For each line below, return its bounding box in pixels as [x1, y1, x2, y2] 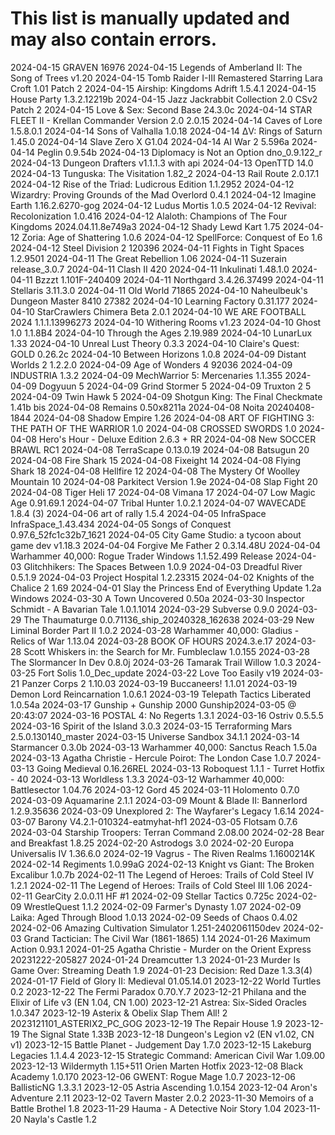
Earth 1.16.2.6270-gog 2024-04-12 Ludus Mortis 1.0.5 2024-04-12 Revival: [10, 199, 317, 211]
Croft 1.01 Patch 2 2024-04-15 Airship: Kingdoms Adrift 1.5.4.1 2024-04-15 [10, 82, 317, 94]
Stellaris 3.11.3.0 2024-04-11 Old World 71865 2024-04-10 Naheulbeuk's [10, 284, 308, 296]
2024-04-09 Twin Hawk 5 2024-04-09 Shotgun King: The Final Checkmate [10, 390, 323, 402]
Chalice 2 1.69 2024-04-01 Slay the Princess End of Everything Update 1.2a [10, 582, 322, 594]
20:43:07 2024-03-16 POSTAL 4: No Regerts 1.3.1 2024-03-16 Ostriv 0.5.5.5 [10, 709, 324, 721]
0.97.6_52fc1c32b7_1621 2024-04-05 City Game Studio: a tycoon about [10, 528, 302, 541]
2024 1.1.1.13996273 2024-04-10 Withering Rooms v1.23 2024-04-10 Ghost [10, 316, 322, 328]
